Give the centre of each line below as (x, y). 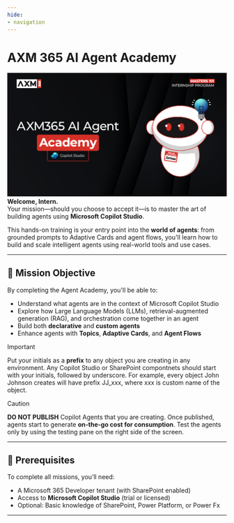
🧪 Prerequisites (41, 461)
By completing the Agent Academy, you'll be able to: (83, 290)
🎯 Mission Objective (52, 273)
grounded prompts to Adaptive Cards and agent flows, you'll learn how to (112, 237)
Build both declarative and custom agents (79, 325)
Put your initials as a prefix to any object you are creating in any (99, 360)
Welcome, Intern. (33, 201)
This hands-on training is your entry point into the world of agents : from (111, 230)
